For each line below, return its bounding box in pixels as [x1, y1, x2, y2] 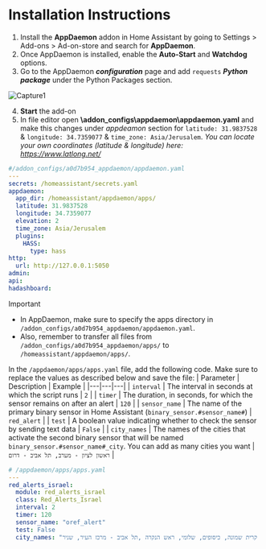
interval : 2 [15, 503, 56, 512]
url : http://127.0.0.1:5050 [15, 262, 110, 270]
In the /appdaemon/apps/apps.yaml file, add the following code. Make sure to [8, 364, 259, 374]
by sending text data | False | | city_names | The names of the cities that [8, 424, 246, 434]
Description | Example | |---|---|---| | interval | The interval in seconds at [8, 381, 253, 391]
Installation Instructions [8, 6, 171, 24]
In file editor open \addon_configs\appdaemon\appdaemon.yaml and [19, 114, 255, 124]
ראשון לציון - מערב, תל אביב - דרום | [8, 449, 115, 460]
